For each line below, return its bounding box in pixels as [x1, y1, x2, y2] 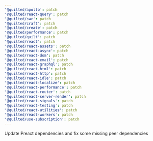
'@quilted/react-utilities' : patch [4, 108, 77, 113]
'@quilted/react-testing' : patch [4, 103, 73, 108]
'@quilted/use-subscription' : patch [4, 116, 79, 122]
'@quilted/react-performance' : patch [4, 85, 82, 90]
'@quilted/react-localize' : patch [4, 80, 76, 85]
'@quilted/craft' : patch [4, 21, 55, 26]
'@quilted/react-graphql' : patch [4, 62, 73, 67]
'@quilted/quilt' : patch [4, 35, 55, 40]
